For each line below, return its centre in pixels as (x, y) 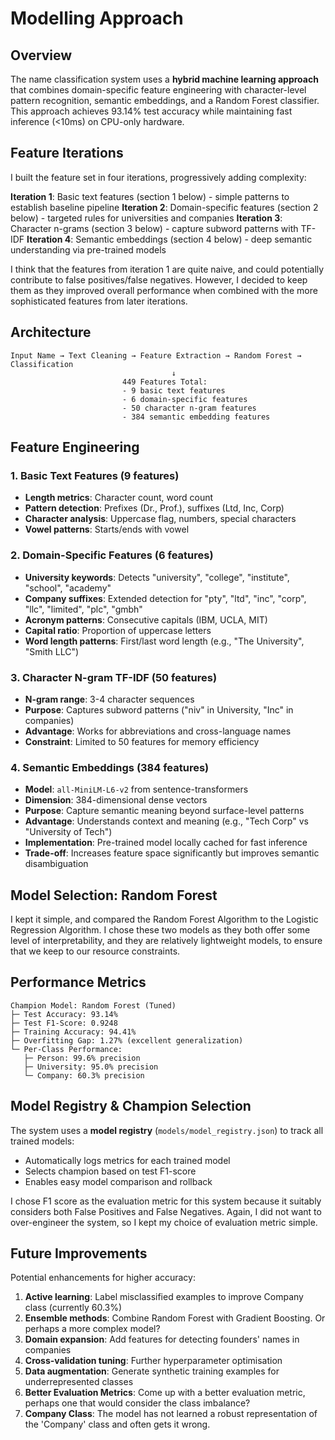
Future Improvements (79, 1253)
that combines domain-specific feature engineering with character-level (158, 90)
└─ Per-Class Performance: (66, 1049)
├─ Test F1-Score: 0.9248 (64, 1023)
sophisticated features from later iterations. (99, 301)
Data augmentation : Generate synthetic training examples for (152, 1371)
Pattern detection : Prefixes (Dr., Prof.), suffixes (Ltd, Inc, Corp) (154, 508)
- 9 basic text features (173, 390)
